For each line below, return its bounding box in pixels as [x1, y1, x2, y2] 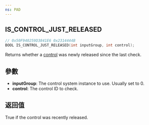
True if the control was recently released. [5, 114, 88, 120]
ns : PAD [5, 7, 21, 12]
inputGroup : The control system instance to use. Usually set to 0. [12, 80, 145, 86]
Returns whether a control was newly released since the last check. [5, 52, 142, 58]
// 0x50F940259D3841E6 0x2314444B [5, 38, 76, 43]
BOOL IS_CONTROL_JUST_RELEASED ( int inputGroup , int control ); [5, 43, 135, 48]
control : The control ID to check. [12, 86, 78, 91]
